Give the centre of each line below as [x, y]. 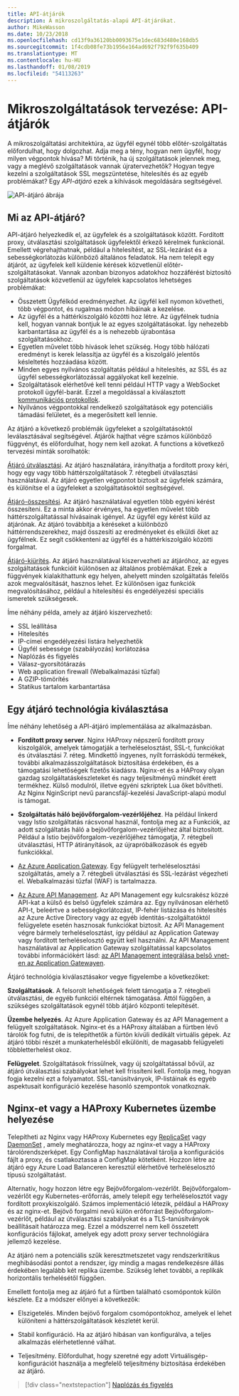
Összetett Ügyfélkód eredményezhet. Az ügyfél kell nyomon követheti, [121, 301]
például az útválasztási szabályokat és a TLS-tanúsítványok [122, 1219]
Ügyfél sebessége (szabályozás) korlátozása [83, 649]
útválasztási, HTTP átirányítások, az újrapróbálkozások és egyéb [112, 845]
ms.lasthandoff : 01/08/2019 [49, 67]
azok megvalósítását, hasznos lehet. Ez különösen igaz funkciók [102, 584]
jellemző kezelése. [34, 1241]
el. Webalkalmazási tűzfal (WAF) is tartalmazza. [87, 881]
